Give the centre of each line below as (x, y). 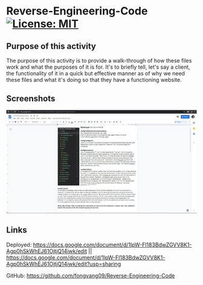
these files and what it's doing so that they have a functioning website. (94, 80)
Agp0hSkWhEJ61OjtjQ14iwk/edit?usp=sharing (64, 264)
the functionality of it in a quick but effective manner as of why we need (96, 73)
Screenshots (31, 99)
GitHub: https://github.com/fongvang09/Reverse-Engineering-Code (91, 275)
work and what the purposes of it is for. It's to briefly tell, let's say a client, (98, 67)
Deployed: (19, 245)
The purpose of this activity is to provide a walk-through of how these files (99, 61)
